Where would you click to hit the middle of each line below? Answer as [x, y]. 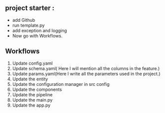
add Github [24, 20]
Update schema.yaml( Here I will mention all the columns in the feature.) [86, 68]
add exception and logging [40, 30]
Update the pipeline [32, 94]
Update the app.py [31, 105]
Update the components [37, 89]
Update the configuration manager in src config [61, 84]
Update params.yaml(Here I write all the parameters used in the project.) [86, 74]
